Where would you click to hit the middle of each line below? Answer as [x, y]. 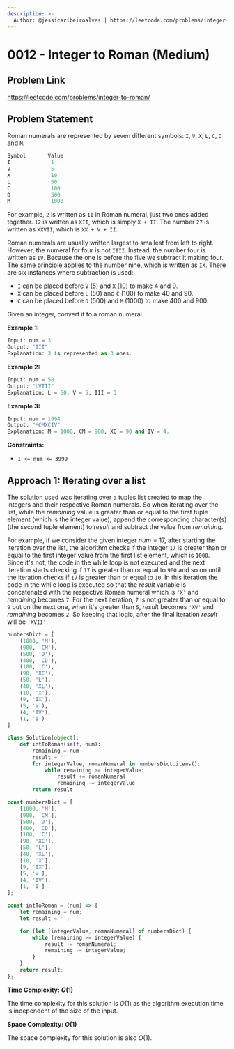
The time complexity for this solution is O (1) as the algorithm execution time [116, 1003]
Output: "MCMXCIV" [34, 425]
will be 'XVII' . [28, 622]
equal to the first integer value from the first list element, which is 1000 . [109, 555]
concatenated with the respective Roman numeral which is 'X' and [103, 592]
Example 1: [23, 328]
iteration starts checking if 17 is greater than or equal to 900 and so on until [114, 570]
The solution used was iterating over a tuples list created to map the [104, 497]
